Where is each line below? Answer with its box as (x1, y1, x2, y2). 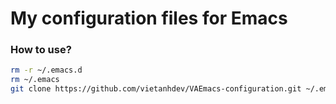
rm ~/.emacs (10, 75, 60, 85)
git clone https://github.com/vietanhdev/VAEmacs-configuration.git (10, 84, 302, 94)
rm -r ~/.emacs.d (10, 65, 83, 76)
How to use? (10, 43, 72, 57)
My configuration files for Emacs (10, 7, 288, 30)
